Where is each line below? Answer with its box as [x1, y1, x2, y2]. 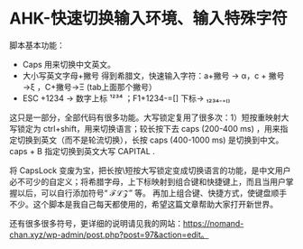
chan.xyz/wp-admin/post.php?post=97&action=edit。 [9, 229, 209, 240]
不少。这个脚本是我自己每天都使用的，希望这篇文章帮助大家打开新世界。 [9, 198, 278, 209]
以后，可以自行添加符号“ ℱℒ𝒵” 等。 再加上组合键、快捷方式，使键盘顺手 [16, 187, 287, 198]
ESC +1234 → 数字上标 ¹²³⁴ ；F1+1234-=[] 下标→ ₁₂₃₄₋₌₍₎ [22, 92, 231, 104]
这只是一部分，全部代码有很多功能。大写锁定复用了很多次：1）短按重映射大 [9, 112, 289, 123]
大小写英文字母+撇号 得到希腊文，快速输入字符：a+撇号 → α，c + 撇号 [22, 69, 285, 81]
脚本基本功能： [9, 40, 65, 51]
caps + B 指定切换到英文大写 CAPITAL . [9, 145, 155, 156]
